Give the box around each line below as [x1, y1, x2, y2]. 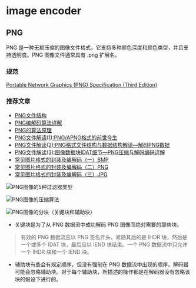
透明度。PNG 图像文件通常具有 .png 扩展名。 [11, 51, 121, 58]
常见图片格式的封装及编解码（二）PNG [14, 163, 109, 171]
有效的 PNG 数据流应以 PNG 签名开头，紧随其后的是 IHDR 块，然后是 [20, 233, 188, 240]
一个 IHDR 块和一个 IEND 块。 [20, 248, 92, 255]
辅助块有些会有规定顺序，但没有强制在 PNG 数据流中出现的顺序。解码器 [14, 261, 189, 268]
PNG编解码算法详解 [14, 119, 62, 126]
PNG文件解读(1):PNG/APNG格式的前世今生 [14, 134, 118, 141]
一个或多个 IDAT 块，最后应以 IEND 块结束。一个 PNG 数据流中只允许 [20, 241, 188, 248]
